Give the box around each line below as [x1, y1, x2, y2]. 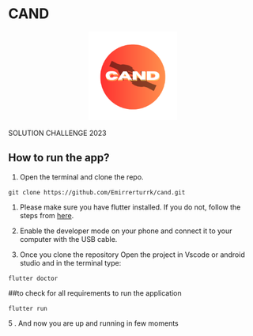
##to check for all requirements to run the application [8, 288, 182, 297]
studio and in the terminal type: [19, 258, 122, 267]
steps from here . [19, 210, 74, 220]
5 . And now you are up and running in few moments [8, 318, 179, 328]
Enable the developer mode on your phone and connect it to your [19, 226, 232, 236]
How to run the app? [8, 151, 110, 164]
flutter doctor [8, 274, 59, 282]
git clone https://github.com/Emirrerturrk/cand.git [8, 188, 186, 196]
